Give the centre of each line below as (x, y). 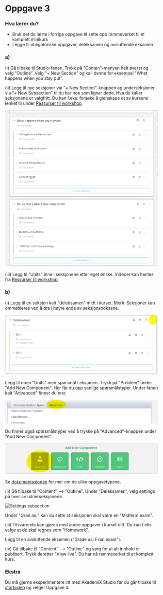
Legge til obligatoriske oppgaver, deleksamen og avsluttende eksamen (83, 45)
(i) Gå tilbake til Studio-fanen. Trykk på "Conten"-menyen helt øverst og (77, 68)
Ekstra (13, 572)
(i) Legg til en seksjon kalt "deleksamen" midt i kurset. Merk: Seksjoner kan (80, 303)
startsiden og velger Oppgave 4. (37, 588)
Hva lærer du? (22, 24)
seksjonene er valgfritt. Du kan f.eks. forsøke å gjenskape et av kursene (77, 98)
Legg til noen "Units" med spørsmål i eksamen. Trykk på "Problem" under (79, 382)
